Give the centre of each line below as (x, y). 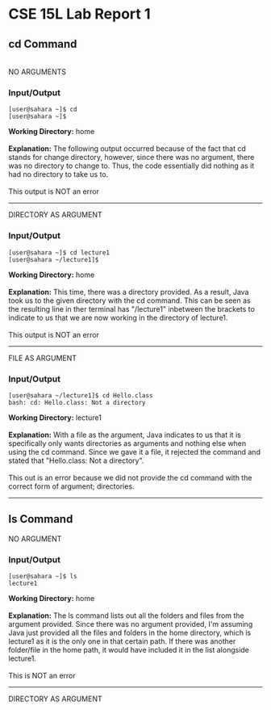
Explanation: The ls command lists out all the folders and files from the (126, 615)
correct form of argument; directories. (71, 486)
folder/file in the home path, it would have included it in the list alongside (129, 650)
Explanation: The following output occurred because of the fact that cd (127, 149)
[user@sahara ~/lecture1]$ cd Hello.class (81, 395)
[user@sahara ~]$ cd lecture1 (59, 252)
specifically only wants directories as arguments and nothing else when (127, 443)
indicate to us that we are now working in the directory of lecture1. (118, 317)
